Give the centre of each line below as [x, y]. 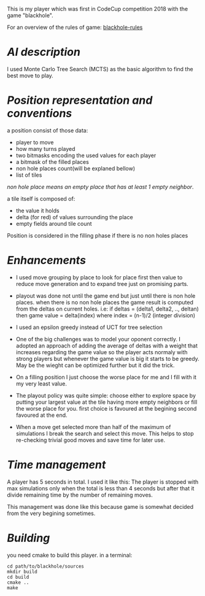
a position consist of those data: [48, 130]
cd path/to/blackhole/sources [46, 566]
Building [29, 538]
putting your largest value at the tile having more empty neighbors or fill [106, 402]
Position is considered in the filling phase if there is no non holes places [98, 235]
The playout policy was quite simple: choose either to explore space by [106, 395]
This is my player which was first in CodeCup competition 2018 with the [98, 9]
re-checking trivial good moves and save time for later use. [90, 440]
